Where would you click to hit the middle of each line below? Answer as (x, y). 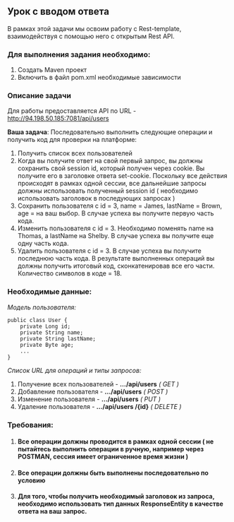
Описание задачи (39, 96)
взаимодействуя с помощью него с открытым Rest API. (91, 36)
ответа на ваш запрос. (52, 511)
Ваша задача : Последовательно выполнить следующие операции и (110, 132)
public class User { (38, 320)
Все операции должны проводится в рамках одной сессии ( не (116, 441)
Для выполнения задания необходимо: (79, 54)
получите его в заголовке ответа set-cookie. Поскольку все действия (122, 176)
